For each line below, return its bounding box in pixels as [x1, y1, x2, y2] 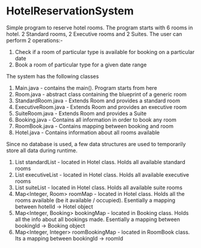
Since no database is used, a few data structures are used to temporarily [6, 140, 186, 147]
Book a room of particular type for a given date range [14, 61, 147, 68]
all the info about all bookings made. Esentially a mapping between [14, 216, 181, 223]
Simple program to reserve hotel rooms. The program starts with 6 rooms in [6, 24, 193, 31]
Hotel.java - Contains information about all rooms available [14, 129, 160, 136]
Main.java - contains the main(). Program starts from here [14, 84, 158, 91]
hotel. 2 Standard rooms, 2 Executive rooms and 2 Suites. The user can [6, 30, 182, 37]
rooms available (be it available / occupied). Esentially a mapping [14, 196, 176, 204]
